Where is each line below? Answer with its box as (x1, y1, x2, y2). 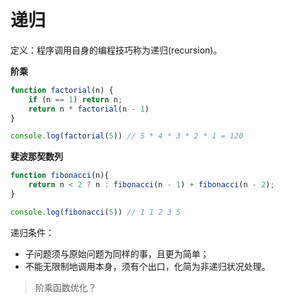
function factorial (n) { (10, 85, 114, 95)
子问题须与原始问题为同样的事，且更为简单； (24, 247, 210, 260)
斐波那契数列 (10, 151, 63, 163)
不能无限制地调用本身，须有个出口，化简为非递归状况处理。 (24, 260, 271, 272)
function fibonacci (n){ (10, 171, 110, 181)
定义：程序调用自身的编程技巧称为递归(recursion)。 (10, 44, 223, 56)
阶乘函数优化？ (34, 281, 97, 293)
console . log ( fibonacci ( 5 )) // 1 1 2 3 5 (10, 207, 182, 217)
